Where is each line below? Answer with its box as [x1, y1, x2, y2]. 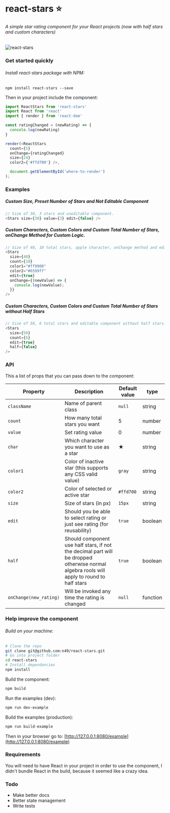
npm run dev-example [5, 705, 49, 710]
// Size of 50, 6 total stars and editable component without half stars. [5, 321, 166, 326]
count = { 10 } [10, 259, 33, 264]
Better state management [12, 797, 66, 804]
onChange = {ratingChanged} [10, 150, 65, 156]
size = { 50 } [10, 330, 30, 336]
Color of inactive [64, 458, 104, 465]
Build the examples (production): [5, 714, 73, 720]
